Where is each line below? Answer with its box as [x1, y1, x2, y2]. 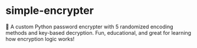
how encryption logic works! [5, 35, 75, 42]
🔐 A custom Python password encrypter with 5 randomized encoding [5, 23, 173, 30]
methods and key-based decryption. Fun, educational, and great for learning [5, 29, 192, 36]
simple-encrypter [5, 4, 94, 17]
